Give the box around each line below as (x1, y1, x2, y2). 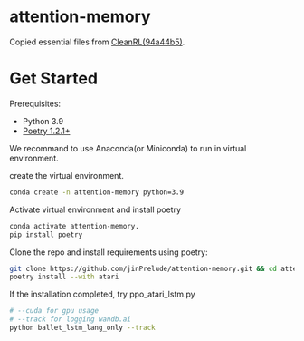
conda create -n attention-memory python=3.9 (9, 188, 184, 197)
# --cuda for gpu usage (9, 307, 100, 316)
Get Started (9, 68, 98, 89)
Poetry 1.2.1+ (22, 125, 71, 136)
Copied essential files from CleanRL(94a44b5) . (9, 36, 185, 47)
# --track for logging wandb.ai (9, 315, 131, 324)
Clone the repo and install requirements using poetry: (9, 247, 208, 258)
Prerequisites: (9, 98, 62, 109)
